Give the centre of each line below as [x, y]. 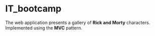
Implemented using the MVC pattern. [44, 27]
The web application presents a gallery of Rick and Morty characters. [78, 22]
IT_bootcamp [33, 9]
